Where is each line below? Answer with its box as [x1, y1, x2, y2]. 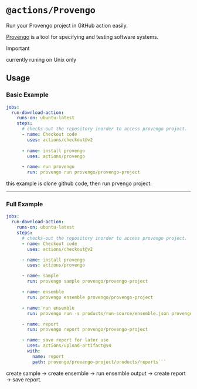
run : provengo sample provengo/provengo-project [27, 279, 148, 284]
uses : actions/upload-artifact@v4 [27, 343, 111, 348]
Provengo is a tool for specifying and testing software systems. [6, 33, 159, 40]
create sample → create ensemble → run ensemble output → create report [6, 370, 186, 377]
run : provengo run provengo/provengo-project [27, 169, 141, 175]
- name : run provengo [21, 164, 75, 170]
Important [6, 45, 30, 52]
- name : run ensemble [21, 305, 75, 311]
